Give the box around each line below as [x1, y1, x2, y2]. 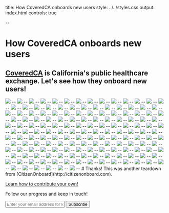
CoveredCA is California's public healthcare [5, 68, 149, 77]
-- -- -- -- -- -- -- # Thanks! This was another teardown [5, 165, 161, 172]
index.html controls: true [5, 10, 57, 16]
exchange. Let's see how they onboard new [5, 77, 147, 85]
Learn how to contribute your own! [5, 181, 78, 187]
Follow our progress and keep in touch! [5, 191, 88, 197]
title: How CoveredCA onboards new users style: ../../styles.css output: [5, 5, 155, 10]
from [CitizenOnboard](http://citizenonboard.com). [5, 171, 113, 177]
